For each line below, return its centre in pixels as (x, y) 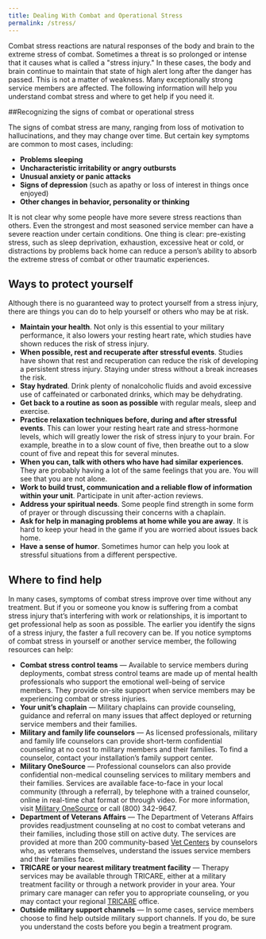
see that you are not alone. (64, 479)
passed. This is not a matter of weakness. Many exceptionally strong (120, 79)
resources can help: (41, 650)
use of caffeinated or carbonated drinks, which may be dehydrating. (131, 395)
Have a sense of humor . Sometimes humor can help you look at (124, 547)
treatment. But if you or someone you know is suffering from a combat (123, 608)
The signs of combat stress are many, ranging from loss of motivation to (126, 127)
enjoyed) (34, 193)
